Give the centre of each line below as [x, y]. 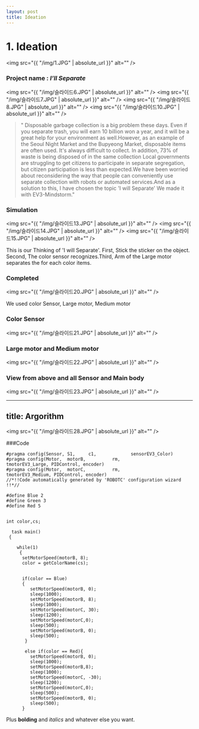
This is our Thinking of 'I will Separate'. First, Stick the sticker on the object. [98, 251]
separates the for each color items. [49, 263]
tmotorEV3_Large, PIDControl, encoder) [55, 465]
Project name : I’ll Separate [46, 78]
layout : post [22, 12]
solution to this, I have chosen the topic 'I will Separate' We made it [102, 188]
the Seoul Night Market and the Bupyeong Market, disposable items [103, 144]
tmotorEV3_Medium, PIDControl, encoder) [57, 475]
